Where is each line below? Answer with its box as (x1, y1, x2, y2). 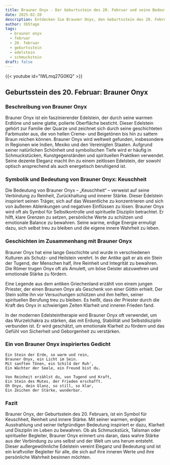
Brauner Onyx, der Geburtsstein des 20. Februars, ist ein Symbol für (5, 411, 147, 417)
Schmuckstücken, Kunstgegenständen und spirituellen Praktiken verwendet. (5, 152, 164, 158)
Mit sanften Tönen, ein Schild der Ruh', (5, 361, 94, 366)
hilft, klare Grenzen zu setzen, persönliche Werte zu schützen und (5, 214, 143, 221)
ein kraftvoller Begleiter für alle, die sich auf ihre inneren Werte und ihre (5, 449, 154, 455)
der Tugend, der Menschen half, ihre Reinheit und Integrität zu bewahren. (5, 260, 158, 266)
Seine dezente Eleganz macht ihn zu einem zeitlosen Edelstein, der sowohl (5, 158, 161, 164)
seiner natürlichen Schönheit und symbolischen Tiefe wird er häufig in (5, 147, 152, 153)
